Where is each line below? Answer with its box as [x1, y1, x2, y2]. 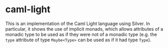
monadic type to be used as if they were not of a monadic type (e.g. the [5, 31, 157, 37]
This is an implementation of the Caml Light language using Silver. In [5, 20, 150, 27]
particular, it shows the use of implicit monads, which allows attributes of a [5, 26, 163, 32]
